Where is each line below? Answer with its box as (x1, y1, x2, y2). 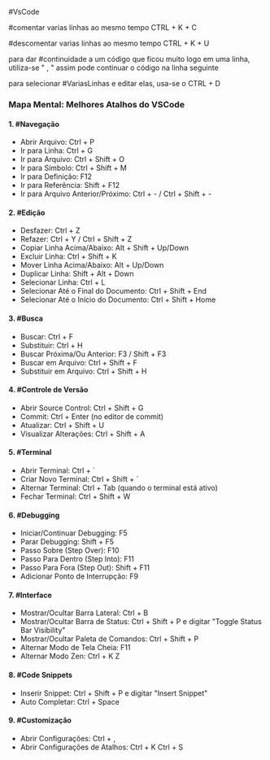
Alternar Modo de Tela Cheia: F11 (20, 643, 131, 653)
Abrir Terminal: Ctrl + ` (20, 465, 96, 475)
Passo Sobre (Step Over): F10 (20, 545, 120, 556)
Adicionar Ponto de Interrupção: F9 (20, 571, 139, 581)
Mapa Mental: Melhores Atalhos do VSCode (8, 98, 185, 110)
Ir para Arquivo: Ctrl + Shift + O (20, 155, 124, 164)
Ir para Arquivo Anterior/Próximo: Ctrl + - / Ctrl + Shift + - (20, 189, 212, 199)
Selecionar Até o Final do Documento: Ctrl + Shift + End (20, 286, 207, 296)
